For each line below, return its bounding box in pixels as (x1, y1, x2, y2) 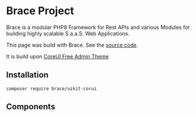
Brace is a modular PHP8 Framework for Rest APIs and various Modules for (6, 24, 190, 31)
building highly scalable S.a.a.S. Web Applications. (6, 30, 130, 37)
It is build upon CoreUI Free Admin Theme (6, 53, 109, 60)
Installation (6, 70, 49, 80)
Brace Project (6, 4, 74, 18)
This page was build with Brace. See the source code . (6, 41, 138, 48)
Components (6, 102, 55, 112)
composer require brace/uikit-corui (6, 86, 97, 92)
